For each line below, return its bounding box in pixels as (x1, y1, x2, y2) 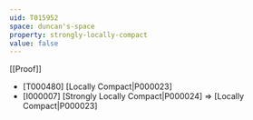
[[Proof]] (9, 64, 43, 75)
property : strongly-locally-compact (9, 30, 148, 39)
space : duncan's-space (9, 22, 95, 31)
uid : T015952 (9, 13, 59, 23)
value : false (9, 38, 59, 48)
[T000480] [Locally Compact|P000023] (22, 81, 172, 92)
